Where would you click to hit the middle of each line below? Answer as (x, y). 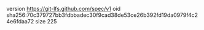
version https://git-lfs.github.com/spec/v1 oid (64, 9)
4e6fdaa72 (20, 21)
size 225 (46, 21)
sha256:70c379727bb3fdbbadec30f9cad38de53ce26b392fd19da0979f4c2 (102, 15)
